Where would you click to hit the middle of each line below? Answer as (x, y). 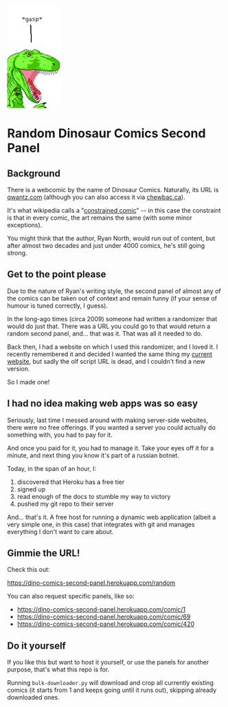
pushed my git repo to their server (65, 504)
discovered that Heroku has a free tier (71, 482)
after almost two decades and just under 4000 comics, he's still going (106, 245)
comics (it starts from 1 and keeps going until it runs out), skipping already (112, 690)
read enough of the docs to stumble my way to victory (94, 496)
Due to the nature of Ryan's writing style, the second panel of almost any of (114, 291)
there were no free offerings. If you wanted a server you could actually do (112, 427)
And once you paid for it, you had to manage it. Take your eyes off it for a (111, 448)
